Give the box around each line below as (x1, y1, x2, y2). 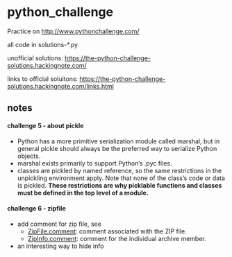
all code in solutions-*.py (7, 40, 78, 48)
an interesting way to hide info (17, 242, 104, 250)
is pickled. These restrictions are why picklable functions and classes (17, 181, 222, 189)
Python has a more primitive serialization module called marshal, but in (17, 136, 220, 145)
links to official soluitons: (7, 74, 78, 83)
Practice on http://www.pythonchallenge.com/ (7, 27, 140, 35)
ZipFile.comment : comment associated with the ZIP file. (27, 227, 187, 236)
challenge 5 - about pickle (7, 121, 84, 130)
